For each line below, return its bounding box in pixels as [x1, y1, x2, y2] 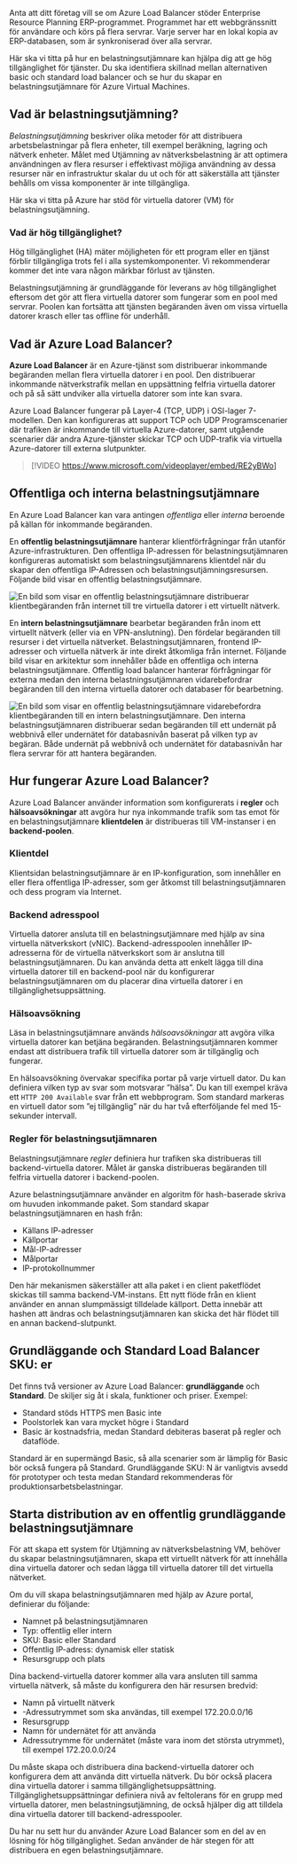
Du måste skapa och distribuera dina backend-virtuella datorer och [9, 1762, 254, 1773]
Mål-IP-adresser [21, 1243, 82, 1254]
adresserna [9, 948, 51, 959]
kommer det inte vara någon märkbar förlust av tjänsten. [9, 265, 215, 276]
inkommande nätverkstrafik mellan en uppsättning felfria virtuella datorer [9, 379, 277, 389]
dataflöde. [21, 1436, 60, 1446]
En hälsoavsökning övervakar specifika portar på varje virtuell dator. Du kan [9, 1073, 286, 1084]
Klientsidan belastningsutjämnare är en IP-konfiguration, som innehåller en [9, 867, 282, 878]
